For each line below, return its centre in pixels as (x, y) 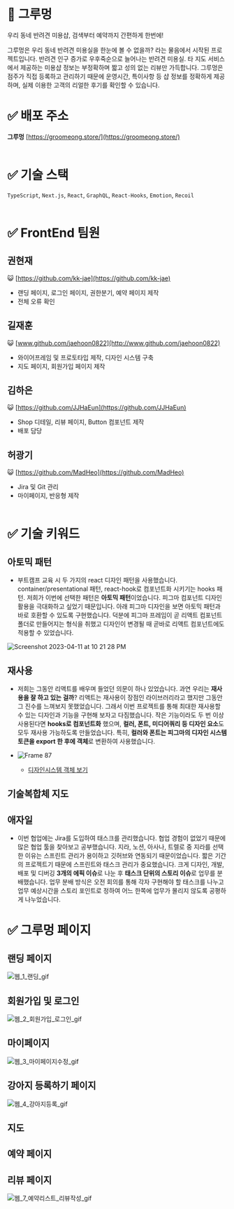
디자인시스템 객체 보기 (58, 770)
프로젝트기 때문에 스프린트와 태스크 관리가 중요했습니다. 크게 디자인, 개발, (125, 865)
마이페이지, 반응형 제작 (48, 496)
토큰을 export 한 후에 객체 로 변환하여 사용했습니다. (86, 742)
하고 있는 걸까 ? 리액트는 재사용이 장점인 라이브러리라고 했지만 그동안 (130, 697)
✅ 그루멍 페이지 (49, 930)
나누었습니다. (43, 900)
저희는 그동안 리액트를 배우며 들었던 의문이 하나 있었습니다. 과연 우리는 (113, 689)
